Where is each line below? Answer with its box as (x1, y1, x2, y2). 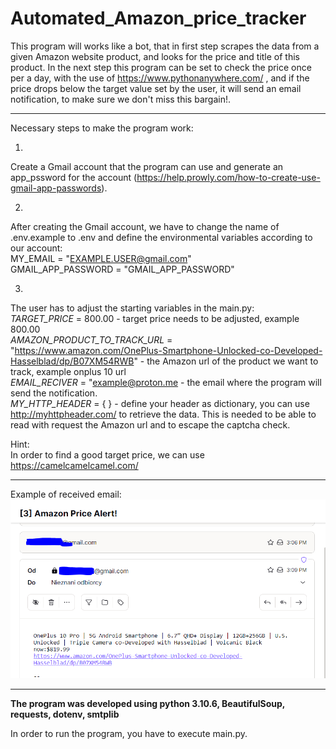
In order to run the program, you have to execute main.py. (10, 727, 248, 739)
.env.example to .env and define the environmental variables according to (10, 231, 313, 243)
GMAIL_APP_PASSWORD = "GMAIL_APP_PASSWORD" (10, 263, 235, 275)
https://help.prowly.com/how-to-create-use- (136, 171, 321, 183)
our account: (10, 242, 63, 254)
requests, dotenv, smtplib (10, 708, 120, 720)
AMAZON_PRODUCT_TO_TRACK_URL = (10, 333, 173, 346)
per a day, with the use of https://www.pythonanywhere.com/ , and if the (10, 72, 310, 84)
